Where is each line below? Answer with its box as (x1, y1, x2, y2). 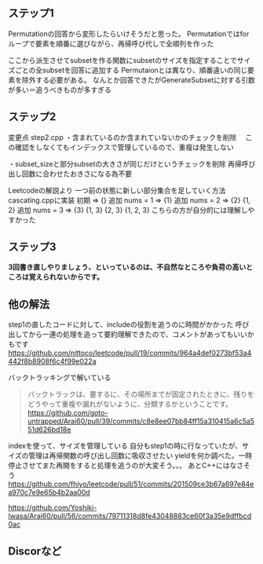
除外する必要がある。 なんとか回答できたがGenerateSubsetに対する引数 (21, 75, 255, 84)
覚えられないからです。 (28, 273, 104, 282)
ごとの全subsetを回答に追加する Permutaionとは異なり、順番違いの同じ (14, 65, 248, 75)
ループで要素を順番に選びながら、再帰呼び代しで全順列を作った (8, 38, 214, 48)
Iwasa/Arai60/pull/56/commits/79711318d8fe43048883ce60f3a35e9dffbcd (8, 511, 252, 521)
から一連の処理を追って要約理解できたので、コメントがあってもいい (28, 330, 247, 339)
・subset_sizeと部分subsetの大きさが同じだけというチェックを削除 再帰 (8, 159, 242, 168)
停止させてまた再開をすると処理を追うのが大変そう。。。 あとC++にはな (8, 461, 237, 471)
